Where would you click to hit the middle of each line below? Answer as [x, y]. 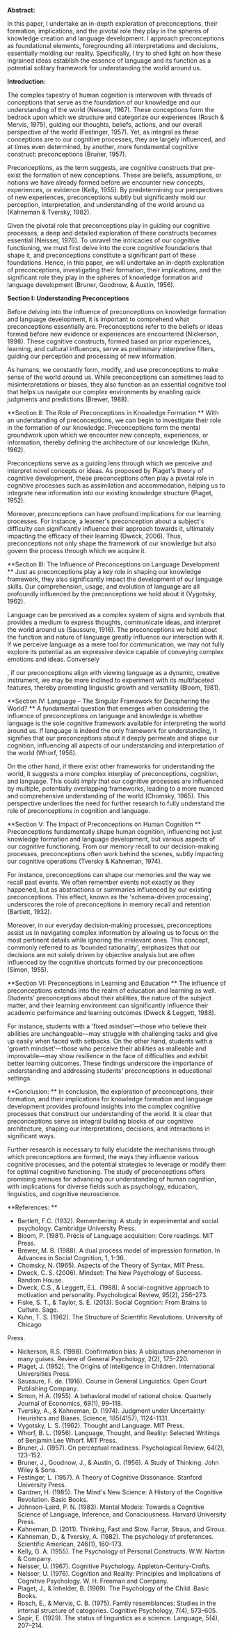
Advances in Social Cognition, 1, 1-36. [71, 1258]
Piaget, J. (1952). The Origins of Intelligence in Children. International [116, 1366]
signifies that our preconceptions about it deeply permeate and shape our [113, 738]
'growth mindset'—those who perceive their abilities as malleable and [107, 1048]
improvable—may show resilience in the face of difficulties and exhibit [108, 1056]
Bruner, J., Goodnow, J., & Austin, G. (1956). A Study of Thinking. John [118, 1463]
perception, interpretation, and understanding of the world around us [106, 204]
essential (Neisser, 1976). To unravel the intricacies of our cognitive [104, 240]
